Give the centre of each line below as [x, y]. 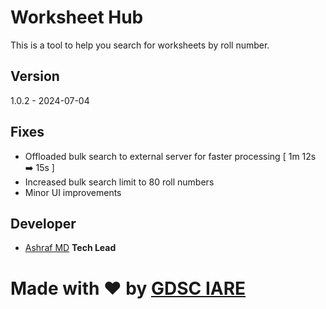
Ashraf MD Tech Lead [70, 248]
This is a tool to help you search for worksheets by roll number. [140, 45]
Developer [43, 223]
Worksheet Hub [77, 17]
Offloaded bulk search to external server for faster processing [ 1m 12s [170, 156]
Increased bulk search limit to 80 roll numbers [119, 182]
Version [35, 76]
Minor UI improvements [73, 192]
